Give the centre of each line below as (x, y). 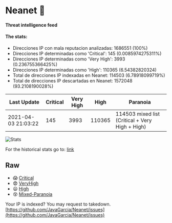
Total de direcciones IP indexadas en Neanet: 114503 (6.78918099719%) (89, 75)
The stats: (16, 37)
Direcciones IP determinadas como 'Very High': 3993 (69, 59)
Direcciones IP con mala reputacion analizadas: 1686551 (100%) (80, 48)
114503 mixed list (138, 114)
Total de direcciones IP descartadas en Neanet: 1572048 (72, 80)
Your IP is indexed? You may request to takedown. (58, 204)
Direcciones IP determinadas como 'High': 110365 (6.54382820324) (85, 70)
